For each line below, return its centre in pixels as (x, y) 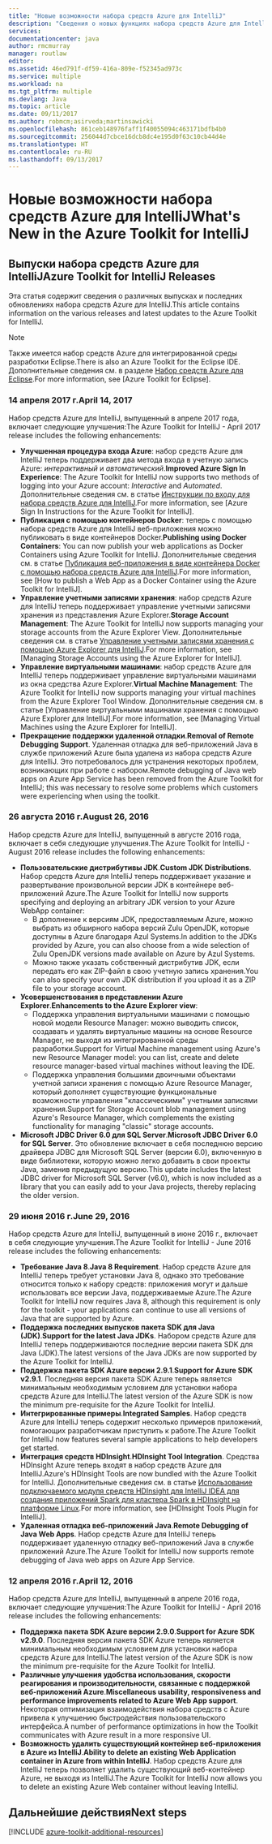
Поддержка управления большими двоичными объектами (134, 1074)
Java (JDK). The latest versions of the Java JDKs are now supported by (138, 1353)
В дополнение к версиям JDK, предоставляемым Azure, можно (142, 919)
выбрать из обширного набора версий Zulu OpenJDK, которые (140, 928)
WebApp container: (52, 911)
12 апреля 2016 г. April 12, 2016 (71, 1581)
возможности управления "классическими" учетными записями (145, 1100)
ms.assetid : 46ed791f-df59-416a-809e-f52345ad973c (96, 69)
